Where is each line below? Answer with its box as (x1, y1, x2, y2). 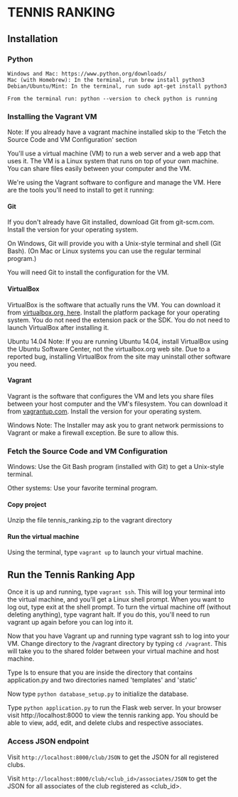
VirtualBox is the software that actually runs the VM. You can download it (7, 300, 221, 309)
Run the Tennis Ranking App (7, 568, 135, 581)
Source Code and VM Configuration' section (7, 135, 137, 144)
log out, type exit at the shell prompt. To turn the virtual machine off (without (7, 603, 231, 612)
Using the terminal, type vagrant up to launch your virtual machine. (7, 548, 204, 557)
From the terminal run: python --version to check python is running (7, 95, 218, 102)
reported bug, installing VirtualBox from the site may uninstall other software (7, 352, 231, 361)
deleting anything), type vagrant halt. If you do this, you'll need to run (7, 610, 210, 619)
